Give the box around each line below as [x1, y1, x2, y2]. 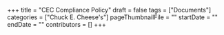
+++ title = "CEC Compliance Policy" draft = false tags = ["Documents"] [7, 6, 212, 14]
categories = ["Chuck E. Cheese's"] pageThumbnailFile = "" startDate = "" [7, 13, 218, 21]
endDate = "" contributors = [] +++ [7, 21, 107, 28]
